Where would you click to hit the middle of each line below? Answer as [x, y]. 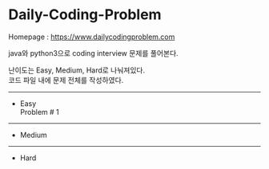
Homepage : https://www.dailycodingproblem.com [92, 37]
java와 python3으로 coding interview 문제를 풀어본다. [93, 53]
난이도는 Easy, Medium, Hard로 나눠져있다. [77, 70]
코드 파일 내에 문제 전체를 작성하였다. [66, 80]
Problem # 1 [39, 112]
